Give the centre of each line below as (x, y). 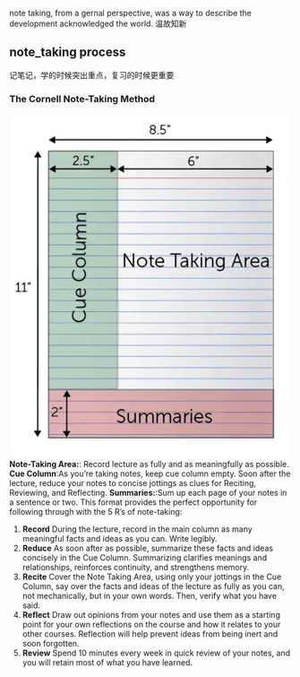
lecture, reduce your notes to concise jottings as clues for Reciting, (133, 482)
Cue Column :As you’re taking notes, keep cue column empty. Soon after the (150, 473)
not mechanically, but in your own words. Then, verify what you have (150, 595)
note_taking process (68, 52)
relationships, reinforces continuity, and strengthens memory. (136, 567)
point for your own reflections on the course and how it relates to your (151, 624)
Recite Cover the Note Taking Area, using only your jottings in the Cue (152, 577)
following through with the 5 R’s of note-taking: (96, 511)
